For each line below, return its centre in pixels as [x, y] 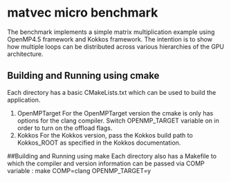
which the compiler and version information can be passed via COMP [106, 163]
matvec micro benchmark [83, 13]
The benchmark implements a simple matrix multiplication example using [111, 32]
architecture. [25, 54]
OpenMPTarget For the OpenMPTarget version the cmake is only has [115, 113]
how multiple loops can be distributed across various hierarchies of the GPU [116, 46]
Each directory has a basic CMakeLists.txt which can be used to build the [112, 92]
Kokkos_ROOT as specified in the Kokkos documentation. [99, 143]
